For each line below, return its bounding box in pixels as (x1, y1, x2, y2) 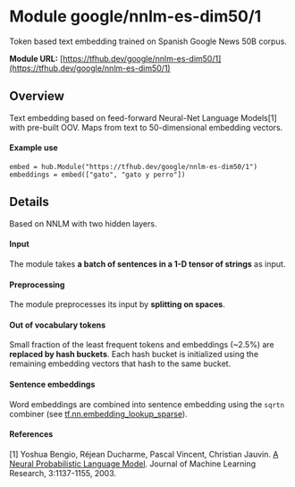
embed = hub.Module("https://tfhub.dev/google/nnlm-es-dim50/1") (9, 162, 257, 171)
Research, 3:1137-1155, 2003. (9, 467, 117, 478)
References (9, 429, 54, 440)
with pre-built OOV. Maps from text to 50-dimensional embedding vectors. (9, 122, 283, 132)
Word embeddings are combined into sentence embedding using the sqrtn (9, 398, 284, 409)
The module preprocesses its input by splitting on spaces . (9, 299, 225, 310)
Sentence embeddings (9, 379, 96, 389)
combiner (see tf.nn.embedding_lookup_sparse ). (9, 408, 188, 419)
